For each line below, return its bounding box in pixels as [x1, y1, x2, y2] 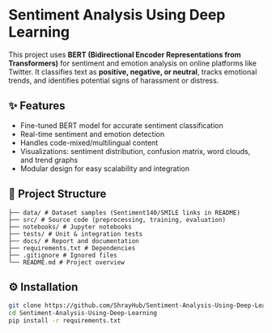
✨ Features [8, 99, 66, 113]
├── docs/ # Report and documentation [8, 237, 139, 245]
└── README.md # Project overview [8, 258, 125, 267]
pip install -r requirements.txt [8, 317, 121, 325]
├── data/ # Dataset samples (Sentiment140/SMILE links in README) [8, 208, 241, 216]
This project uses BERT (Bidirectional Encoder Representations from [8, 49, 241, 59]
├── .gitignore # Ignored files [8, 251, 117, 259]
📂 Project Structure [8, 187, 107, 201]
